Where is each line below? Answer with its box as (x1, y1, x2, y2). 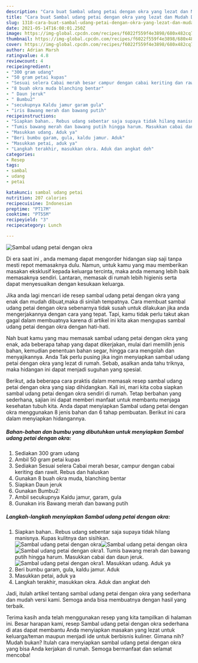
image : (6, 31, 22, 37)
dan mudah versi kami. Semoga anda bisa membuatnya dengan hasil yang (6, 596, 187, 603)
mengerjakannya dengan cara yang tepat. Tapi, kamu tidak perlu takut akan (6, 311, 190, 318)
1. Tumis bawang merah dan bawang (101, 547, 190, 554)
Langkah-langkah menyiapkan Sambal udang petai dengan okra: (6, 513, 171, 520)
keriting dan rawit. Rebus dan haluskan (14, 468, 109, 475)
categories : (6, 151, 35, 157)
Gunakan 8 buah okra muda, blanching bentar (14, 475, 127, 482)
